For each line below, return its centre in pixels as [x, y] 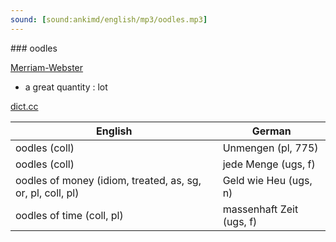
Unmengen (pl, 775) [270, 148]
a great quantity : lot [66, 87]
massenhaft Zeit [260, 209]
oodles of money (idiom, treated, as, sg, [108, 180]
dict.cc [24, 106]
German [271, 131]
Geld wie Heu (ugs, [267, 180]
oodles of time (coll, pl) [69, 215]
